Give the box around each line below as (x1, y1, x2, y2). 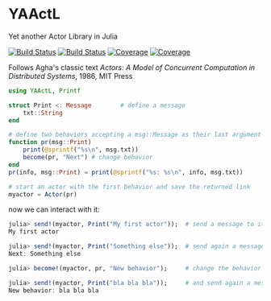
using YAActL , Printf (8, 86, 81, 95)
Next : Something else (8, 250, 81, 258)
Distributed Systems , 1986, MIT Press (8, 71, 133, 80)
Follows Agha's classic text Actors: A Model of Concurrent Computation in (8, 62, 256, 72)
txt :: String (23, 109, 63, 117)
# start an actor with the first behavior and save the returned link (8, 183, 251, 191)
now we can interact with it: (8, 204, 100, 214)
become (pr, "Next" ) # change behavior (23, 154, 153, 162)
